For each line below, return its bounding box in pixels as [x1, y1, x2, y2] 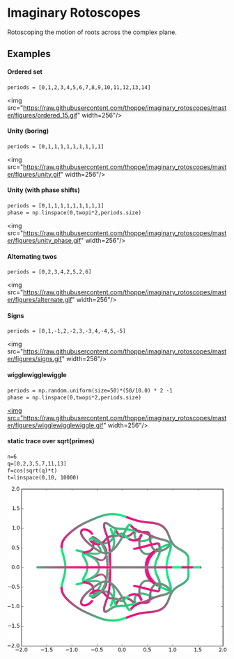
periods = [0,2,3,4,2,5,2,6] [7, 269, 92, 276]
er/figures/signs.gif [7, 355, 63, 363]
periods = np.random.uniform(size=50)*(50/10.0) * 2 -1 [7, 387, 173, 394]
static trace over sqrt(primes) [7, 437, 95, 445]
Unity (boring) [7, 127, 49, 135]
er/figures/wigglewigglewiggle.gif [7, 421, 104, 429]
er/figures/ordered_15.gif [7, 111, 78, 119]
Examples [7, 48, 51, 60]
